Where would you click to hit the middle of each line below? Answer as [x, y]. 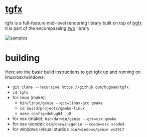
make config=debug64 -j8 [46, 114]
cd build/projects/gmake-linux [52, 108]
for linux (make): [29, 97]
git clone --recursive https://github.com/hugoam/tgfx [71, 87]
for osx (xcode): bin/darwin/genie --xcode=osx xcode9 [68, 124]
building [22, 58]
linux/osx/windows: [25, 77]
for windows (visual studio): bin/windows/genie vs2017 [68, 129]
